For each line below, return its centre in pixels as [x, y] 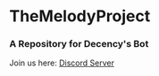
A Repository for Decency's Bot [79, 44]
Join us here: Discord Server [62, 63]
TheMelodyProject [80, 16]
